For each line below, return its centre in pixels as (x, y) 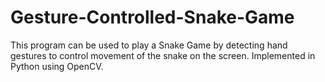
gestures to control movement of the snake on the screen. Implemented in (163, 55)
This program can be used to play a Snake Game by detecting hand (149, 45)
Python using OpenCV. (57, 66)
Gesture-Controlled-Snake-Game (152, 17)
